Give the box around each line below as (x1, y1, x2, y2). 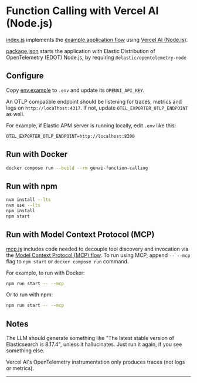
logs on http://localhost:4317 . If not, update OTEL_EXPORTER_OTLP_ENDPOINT (6, 104, 188, 111)
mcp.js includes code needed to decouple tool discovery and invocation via (6, 245, 189, 252)
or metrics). (6, 365, 34, 372)
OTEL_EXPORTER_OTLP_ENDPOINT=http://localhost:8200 (6, 133, 135, 139)
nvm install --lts (6, 197, 51, 203)
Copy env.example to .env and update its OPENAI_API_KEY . (6, 87, 145, 94)
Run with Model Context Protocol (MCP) (6, 230, 155, 240)
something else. (6, 347, 45, 354)
